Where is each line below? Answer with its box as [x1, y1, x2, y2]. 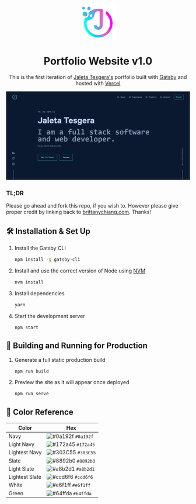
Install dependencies [14, 290, 65, 296]
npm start [14, 325, 39, 330]
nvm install [14, 279, 44, 285]
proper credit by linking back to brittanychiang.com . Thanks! [6, 209, 152, 216]
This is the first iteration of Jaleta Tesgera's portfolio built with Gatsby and [9, 74, 187, 81]
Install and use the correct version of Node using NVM [14, 267, 146, 274]
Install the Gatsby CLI [14, 244, 66, 252]
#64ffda [73, 491, 92, 496]
